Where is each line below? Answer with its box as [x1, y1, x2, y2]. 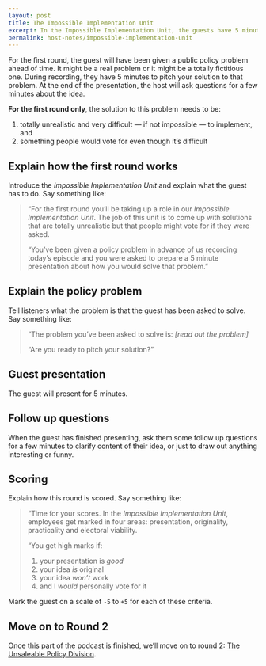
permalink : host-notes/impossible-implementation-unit [8, 33, 193, 42]
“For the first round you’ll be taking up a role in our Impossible [27, 204, 230, 214]
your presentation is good [39, 556, 124, 566]
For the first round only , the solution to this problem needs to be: [8, 105, 222, 114]
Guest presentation [8, 367, 106, 381]
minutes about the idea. [8, 89, 85, 99]
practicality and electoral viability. [27, 526, 138, 535]
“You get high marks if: [27, 541, 103, 550]
